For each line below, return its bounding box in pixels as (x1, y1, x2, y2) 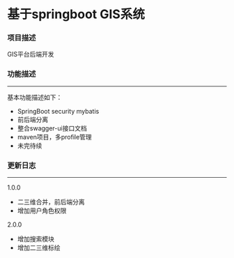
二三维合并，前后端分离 (17, 198, 85, 206)
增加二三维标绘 (17, 243, 61, 252)
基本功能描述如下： (7, 93, 63, 101)
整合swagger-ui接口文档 (17, 123, 87, 132)
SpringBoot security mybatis (17, 107, 100, 115)
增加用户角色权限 (17, 206, 67, 215)
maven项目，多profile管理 (17, 132, 92, 141)
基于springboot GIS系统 (7, 6, 145, 22)
